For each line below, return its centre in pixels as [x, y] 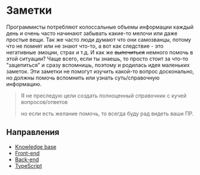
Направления [33, 132]
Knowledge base [36, 146]
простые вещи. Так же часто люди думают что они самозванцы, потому [99, 39]
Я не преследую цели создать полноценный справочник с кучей [104, 96]
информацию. [24, 84]
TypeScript [28, 165]
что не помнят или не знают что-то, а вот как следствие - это [85, 46]
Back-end [27, 159]
